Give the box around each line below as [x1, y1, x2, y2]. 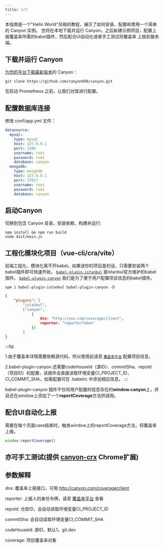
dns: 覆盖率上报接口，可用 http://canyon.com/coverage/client [5, 485, 129, 491]
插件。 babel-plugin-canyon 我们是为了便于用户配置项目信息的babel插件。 [5, 275, 155, 281]
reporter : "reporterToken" [40, 321, 95, 326]
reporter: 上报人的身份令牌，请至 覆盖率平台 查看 [5, 496, 104, 501]
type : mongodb [14, 169, 43, 174]
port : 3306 [14, 146, 36, 151]
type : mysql [14, 137, 38, 142]
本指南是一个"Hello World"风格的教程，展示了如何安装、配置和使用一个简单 [5, 21, 157, 27]
